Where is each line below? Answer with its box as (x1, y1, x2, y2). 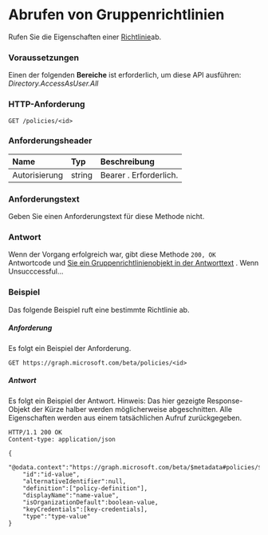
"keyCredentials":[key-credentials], (22, 505, 148, 513)
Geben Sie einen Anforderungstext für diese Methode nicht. (8, 212, 205, 222)
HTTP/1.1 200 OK (8, 428, 62, 437)
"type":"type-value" (22, 512, 91, 521)
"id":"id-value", (22, 470, 81, 478)
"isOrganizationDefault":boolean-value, (22, 498, 159, 506)
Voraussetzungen (8, 52, 80, 63)
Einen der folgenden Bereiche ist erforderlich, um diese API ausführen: (8, 70, 242, 80)
